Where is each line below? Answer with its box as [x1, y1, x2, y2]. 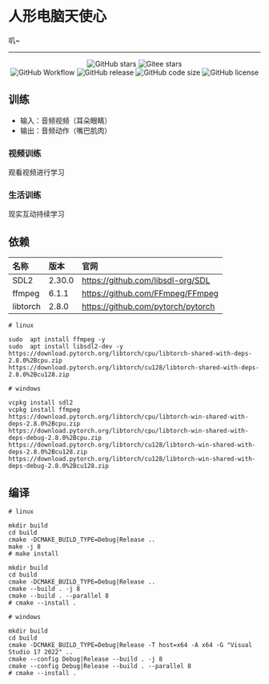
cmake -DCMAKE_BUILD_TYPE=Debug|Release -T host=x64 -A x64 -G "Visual [8, 641, 252, 649]
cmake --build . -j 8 [8, 584, 81, 592]
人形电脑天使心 [8, 7, 107, 26]
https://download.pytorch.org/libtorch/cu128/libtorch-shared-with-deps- [8, 364, 260, 372]
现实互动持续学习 [8, 210, 65, 219]
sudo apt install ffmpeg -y [8, 336, 106, 344]
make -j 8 [8, 543, 42, 551]
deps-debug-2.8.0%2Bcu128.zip [8, 462, 110, 470]
